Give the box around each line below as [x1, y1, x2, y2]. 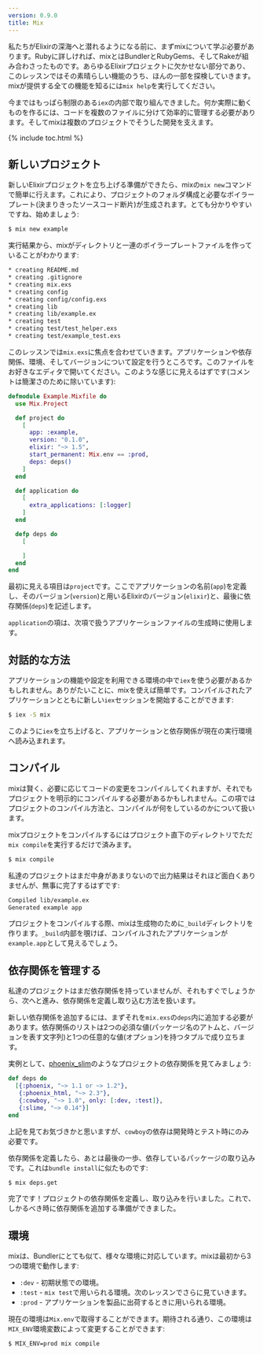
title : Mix [8, 19, 44, 27]
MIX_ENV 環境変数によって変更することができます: [8, 1324, 166, 1334]
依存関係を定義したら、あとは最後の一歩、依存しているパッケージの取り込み [8, 1153, 256, 1162]
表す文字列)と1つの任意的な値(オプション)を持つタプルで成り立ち [28, 1032, 239, 1042]
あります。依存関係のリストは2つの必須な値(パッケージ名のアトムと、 [8, 1023, 234, 1032]
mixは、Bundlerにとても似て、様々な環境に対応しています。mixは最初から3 [8, 1251, 251, 1261]
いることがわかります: [8, 250, 80, 260]
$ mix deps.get [8, 1179, 58, 1187]
